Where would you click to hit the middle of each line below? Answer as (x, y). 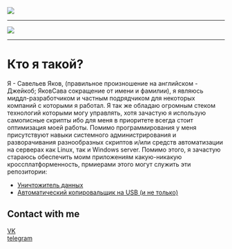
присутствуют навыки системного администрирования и (92, 135)
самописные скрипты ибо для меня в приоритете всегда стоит (100, 120)
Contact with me (43, 214)
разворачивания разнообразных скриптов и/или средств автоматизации (115, 142)
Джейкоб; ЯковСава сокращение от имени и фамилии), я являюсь (105, 91)
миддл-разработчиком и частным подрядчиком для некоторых (101, 98)
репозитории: (27, 172)
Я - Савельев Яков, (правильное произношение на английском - (103, 83)
